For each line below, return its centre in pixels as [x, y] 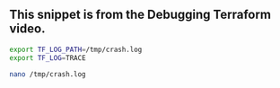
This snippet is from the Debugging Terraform [140, 15]
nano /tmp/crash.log [48, 74]
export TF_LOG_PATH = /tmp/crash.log [76, 49]
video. [27, 29]
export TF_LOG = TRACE [48, 57]
